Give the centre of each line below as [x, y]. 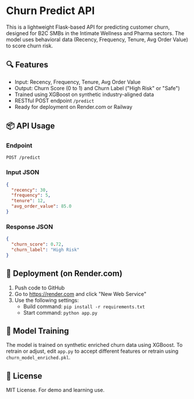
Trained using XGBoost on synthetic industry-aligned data [84, 94]
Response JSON [30, 227]
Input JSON [23, 172]
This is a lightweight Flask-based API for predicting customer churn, [88, 27]
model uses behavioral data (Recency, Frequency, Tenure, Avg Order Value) [97, 39]
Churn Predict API [51, 11]
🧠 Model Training [37, 331]
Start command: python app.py [60, 312]
